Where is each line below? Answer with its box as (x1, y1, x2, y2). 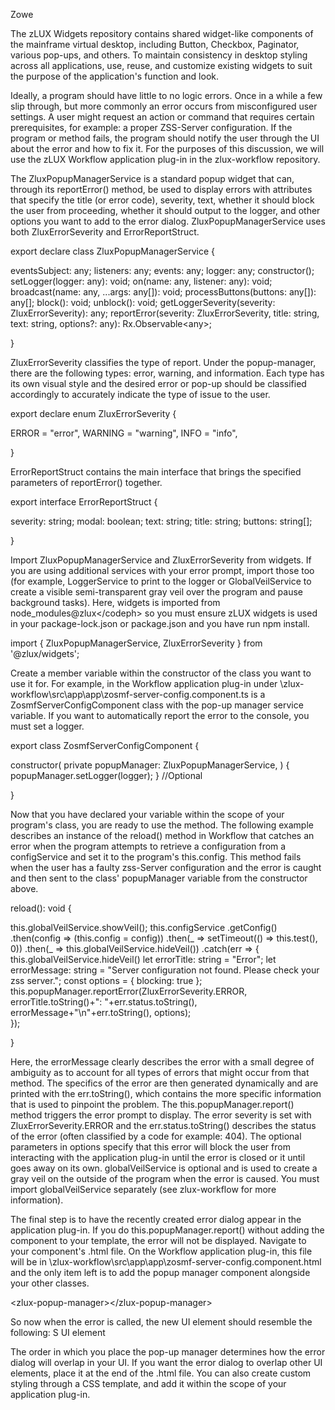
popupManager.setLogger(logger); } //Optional (10, 770, 203, 781)
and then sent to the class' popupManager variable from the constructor (10, 872, 308, 884)
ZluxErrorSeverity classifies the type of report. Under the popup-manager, (10, 357, 317, 368)
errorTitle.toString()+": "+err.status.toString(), (10, 996, 198, 1008)
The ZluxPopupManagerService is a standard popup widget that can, (10, 173, 295, 184)
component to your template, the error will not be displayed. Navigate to (10, 1235, 307, 1246)
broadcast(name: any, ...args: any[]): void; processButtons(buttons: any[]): (10, 286, 317, 298)
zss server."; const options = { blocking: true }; (10, 975, 203, 986)
